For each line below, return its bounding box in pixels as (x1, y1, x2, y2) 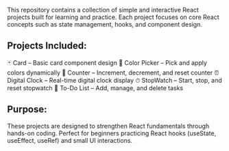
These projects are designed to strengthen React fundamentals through (7, 122, 210, 130)
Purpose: (7, 104, 47, 115)
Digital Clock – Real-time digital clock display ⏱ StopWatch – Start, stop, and (7, 76, 223, 84)
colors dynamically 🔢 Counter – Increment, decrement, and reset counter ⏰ (7, 68, 219, 77)
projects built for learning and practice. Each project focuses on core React (7, 13, 219, 21)
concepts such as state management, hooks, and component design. (7, 20, 202, 28)
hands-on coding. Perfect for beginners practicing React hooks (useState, (7, 129, 217, 137)
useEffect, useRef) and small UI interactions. (7, 136, 132, 144)
